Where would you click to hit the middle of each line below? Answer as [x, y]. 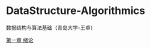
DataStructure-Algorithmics [75, 11]
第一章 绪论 [20, 40]
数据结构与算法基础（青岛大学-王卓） [51, 27]
